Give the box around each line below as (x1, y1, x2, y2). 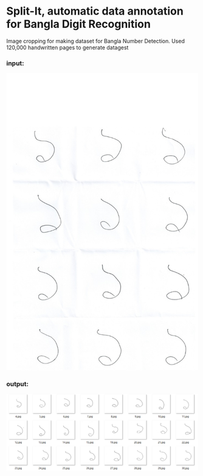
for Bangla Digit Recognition (6, 17, 151, 31)
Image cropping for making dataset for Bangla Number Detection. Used (6, 37, 185, 44)
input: (6, 59, 24, 68)
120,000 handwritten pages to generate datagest (6, 44, 129, 51)
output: (6, 379, 29, 388)
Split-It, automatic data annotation (6, 4, 184, 18)
